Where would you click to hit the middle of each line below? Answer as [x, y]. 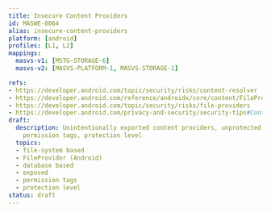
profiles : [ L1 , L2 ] [41, 46]
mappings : [25, 53]
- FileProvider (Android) [59, 158]
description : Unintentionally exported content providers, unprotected [139, 128]
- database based [45, 165]
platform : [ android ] [43, 38]
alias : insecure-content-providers [68, 31]
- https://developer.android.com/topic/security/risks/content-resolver [133, 90]
